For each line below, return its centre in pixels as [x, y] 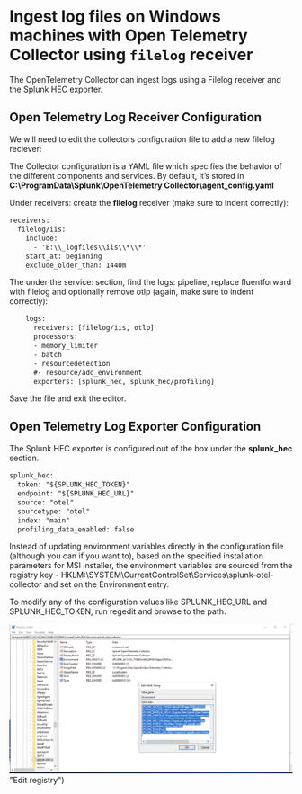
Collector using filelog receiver [131, 55]
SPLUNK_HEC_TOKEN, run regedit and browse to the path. [118, 611]
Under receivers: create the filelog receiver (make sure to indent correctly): [149, 202]
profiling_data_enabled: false [76, 529]
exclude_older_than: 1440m [76, 265]
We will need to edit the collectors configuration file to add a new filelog [142, 139]
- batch [48, 354]
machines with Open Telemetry [129, 36]
